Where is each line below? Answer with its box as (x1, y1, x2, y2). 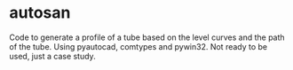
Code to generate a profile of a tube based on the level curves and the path (9, 32, 286, 43)
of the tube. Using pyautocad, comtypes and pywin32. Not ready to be (9, 41, 268, 51)
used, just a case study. (9, 51, 96, 61)
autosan (9, 3, 71, 23)
